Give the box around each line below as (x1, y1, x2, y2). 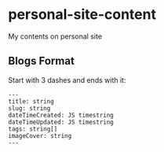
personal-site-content (8, 6, 157, 24)
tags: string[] (8, 124, 58, 133)
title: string (8, 97, 55, 106)
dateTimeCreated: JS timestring (8, 111, 114, 119)
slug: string (8, 104, 51, 112)
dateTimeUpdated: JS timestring (8, 118, 114, 126)
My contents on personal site (8, 32, 103, 41)
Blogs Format (8, 54, 75, 68)
